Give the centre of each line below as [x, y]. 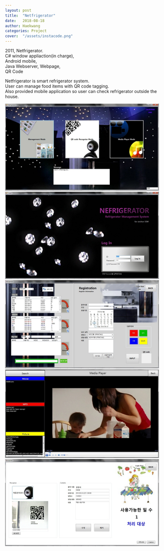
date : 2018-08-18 [25, 21]
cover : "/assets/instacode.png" [39, 36]
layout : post [18, 10]
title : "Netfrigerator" [30, 15]
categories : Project [26, 31]
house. [12, 96]
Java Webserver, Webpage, [33, 66]
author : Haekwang [23, 26]
